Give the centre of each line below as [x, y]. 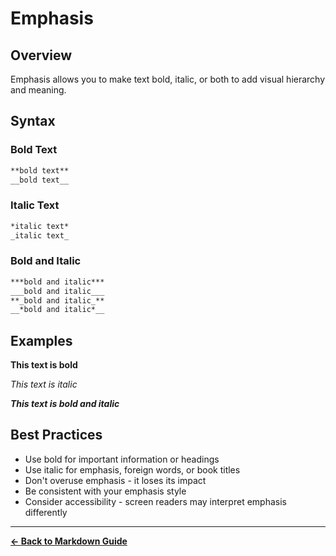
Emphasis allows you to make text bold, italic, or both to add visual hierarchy [168, 79]
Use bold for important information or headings [122, 459]
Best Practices [56, 435]
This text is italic [44, 384]
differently [46, 512]
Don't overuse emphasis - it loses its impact [115, 480]
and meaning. [38, 90]
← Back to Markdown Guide [69, 541]
